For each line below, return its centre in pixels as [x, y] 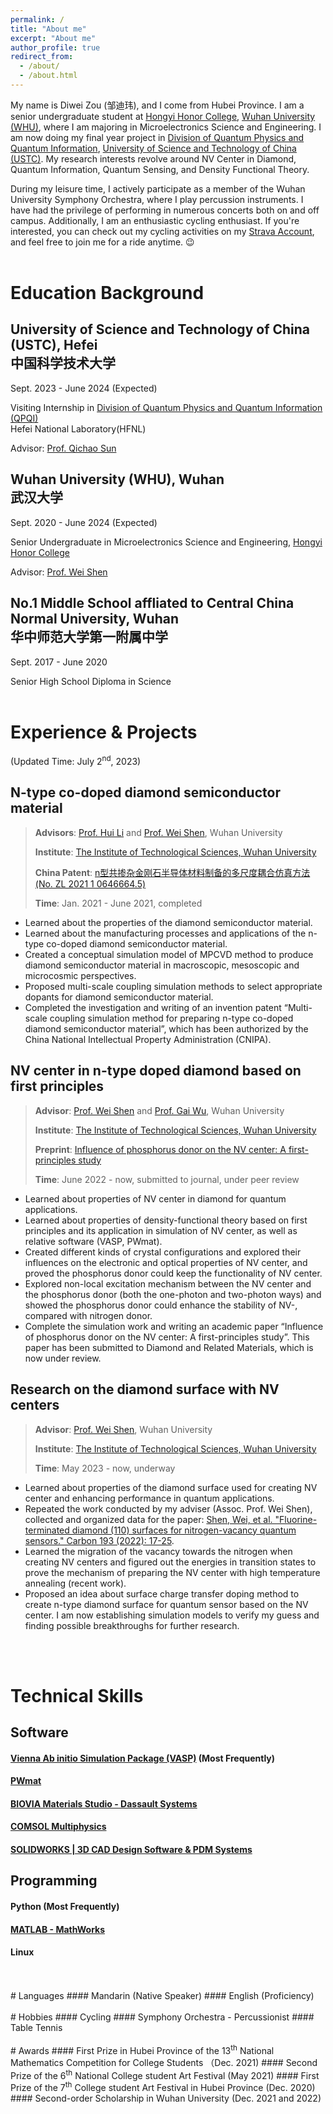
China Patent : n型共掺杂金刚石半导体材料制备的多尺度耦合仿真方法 [172, 872]
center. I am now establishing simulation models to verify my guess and [172, 1615]
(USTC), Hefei [54, 345]
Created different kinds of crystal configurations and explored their [163, 1252]
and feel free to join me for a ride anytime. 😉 [102, 242]
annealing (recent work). [75, 1583]
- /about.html [48, 76]
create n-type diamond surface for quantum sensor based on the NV [166, 1604]
